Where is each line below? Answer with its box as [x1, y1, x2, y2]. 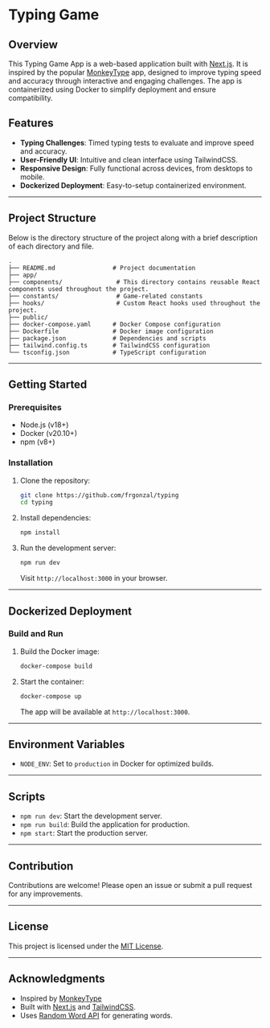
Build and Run [8, 628, 64, 639]
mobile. [19, 171, 46, 182]
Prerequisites [8, 401, 62, 413]
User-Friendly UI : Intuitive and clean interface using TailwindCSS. [19, 154, 239, 164]
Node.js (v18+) [19, 420, 69, 430]
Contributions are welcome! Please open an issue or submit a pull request [8, 880, 253, 890]
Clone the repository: [19, 475, 91, 485]
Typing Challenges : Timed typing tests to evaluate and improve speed [19, 138, 255, 147]
